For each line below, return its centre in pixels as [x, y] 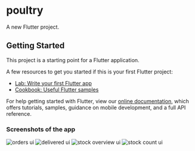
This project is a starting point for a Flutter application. [73, 60]
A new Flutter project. [33, 27]
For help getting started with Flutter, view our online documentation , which [98, 101]
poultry [25, 10]
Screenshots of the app [41, 129]
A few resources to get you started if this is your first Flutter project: [89, 72]
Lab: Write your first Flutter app [53, 83]
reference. [19, 113]
